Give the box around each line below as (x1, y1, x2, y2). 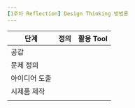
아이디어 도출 (10, 73, 52, 83)
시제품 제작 (10, 86, 45, 96)
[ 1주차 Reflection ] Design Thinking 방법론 (7, 10, 129, 17)
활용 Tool (78, 33, 108, 43)
